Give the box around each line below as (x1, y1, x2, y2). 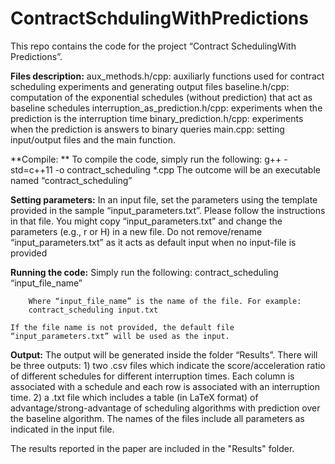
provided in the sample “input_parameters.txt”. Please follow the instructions (10, 204, 326, 216)
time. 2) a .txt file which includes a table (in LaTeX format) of (10, 391, 259, 403)
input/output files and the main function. (10, 133, 176, 146)
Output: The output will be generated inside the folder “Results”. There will (10, 348, 318, 361)
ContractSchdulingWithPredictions (10, 7, 309, 30)
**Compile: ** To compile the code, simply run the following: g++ (10, 153, 282, 165)
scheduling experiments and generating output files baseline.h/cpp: (10, 80, 290, 92)
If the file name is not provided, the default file (10, 322, 235, 332)
